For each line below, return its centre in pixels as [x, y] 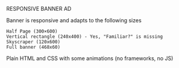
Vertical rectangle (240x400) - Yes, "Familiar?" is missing [85, 37]
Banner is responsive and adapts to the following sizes [74, 20]
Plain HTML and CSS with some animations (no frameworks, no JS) [90, 58]
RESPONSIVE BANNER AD [39, 9]
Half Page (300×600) [32, 31]
